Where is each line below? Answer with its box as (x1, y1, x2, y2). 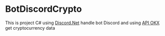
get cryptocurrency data (5, 25, 55, 31)
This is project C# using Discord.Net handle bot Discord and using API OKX (5, 20, 160, 26)
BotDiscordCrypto (5, 3, 82, 15)
